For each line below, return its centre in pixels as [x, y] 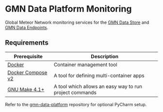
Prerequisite [28, 56]
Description [105, 56]
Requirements [27, 43]
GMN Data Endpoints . [27, 27]
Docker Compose [27, 72]
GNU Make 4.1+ [26, 89]
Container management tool [85, 64]
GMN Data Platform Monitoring [68, 9]
